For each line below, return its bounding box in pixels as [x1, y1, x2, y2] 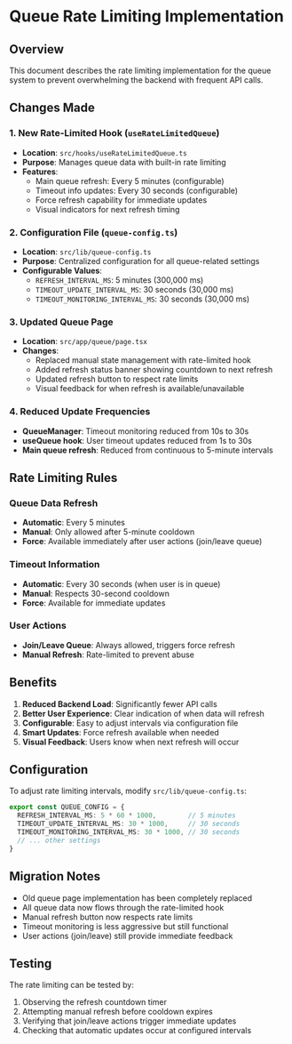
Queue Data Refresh [9, 496, 99, 509]
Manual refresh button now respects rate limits [21, 911, 193, 922]
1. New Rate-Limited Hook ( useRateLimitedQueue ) [9, 127, 220, 140]
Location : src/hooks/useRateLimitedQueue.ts [21, 147, 188, 157]
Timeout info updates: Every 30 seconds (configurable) [35, 185, 238, 196]
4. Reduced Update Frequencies [9, 406, 151, 418]
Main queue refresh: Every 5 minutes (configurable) [35, 175, 225, 186]
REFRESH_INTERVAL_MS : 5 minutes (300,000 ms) [35, 274, 204, 285]
